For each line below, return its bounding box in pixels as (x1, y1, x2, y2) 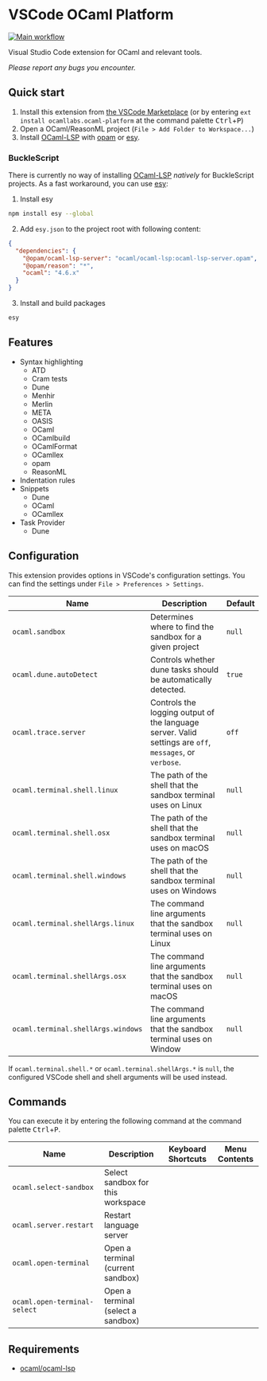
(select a (103, 1305, 137, 1316)
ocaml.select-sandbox (12, 1183, 94, 1192)
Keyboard (168, 1144, 207, 1155)
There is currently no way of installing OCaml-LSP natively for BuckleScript (8, 170, 254, 180)
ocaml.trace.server (12, 727, 86, 737)
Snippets (19, 483, 49, 493)
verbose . (149, 757, 181, 768)
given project (149, 641, 200, 652)
